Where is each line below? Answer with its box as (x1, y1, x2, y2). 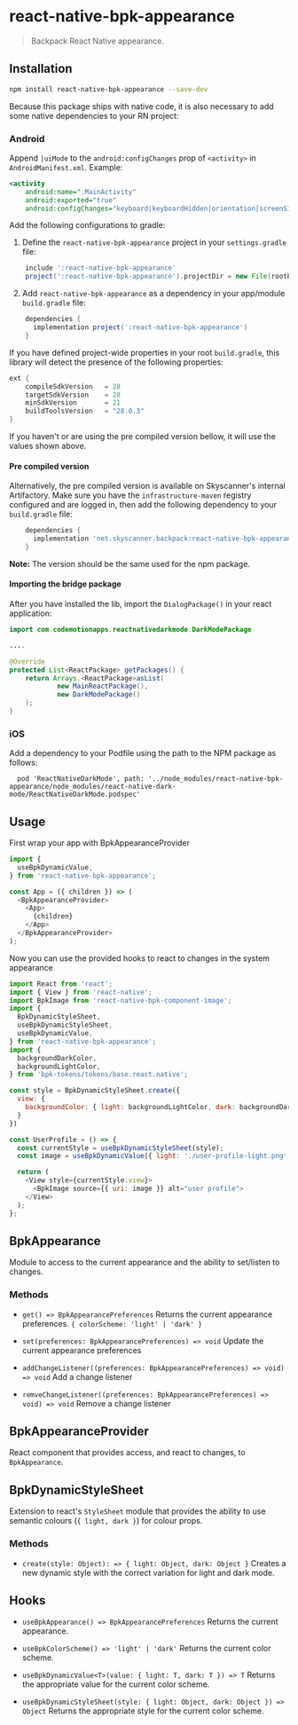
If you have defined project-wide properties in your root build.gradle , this (9, 347, 280, 358)
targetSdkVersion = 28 (25, 390, 122, 399)
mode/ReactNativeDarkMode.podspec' (9, 790, 141, 799)
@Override (9, 657, 46, 666)
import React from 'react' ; (9, 979, 114, 989)
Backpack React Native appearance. (30, 35, 165, 46)
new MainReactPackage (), (56, 681, 149, 691)
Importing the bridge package (9, 579, 122, 589)
